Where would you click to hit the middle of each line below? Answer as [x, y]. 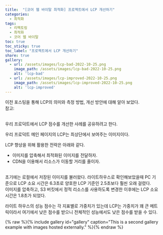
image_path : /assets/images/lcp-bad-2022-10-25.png [68, 69]
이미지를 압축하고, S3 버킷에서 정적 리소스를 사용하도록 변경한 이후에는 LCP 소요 [81, 189]
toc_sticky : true [23, 46]
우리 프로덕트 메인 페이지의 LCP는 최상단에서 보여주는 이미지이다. [67, 134]
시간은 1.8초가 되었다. [26, 195]
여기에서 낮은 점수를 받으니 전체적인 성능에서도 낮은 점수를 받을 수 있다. [90, 212]
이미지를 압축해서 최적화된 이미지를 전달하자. [55, 155]
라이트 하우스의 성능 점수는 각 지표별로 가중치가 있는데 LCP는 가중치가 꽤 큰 [77, 206]
